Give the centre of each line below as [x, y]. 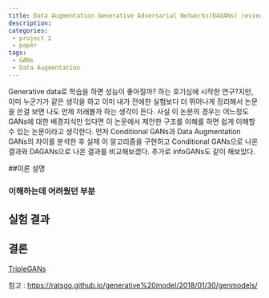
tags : [17, 53]
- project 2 [32, 38]
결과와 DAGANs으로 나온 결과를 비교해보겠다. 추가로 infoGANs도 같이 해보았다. [132, 151]
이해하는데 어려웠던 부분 [52, 191]
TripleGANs [27, 268]
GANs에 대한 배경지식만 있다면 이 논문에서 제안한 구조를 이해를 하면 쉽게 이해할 [132, 121]
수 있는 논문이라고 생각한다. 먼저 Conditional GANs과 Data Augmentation [125, 131]
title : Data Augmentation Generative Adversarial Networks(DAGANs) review [136, 16]
